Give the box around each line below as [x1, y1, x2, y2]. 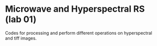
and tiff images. [5, 35, 37, 41]
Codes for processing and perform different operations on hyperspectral [5, 30, 153, 36]
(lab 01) [5, 14, 37, 25]
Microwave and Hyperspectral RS [5, 3, 145, 15]
